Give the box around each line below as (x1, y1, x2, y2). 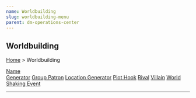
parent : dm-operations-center (6, 19, 80, 25)
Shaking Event (6, 80, 41, 87)
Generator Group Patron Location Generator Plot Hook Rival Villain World (6, 74, 181, 81)
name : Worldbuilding (6, 8, 57, 15)
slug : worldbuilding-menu (6, 14, 69, 20)
